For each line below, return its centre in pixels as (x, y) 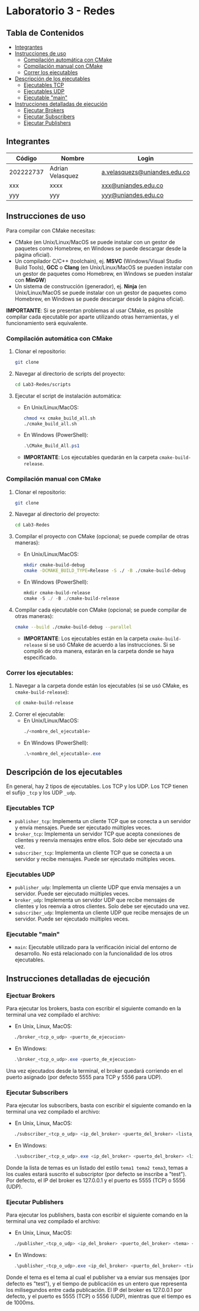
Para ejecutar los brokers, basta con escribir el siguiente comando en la (94, 1009)
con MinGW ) (31, 280)
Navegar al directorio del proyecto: (57, 514)
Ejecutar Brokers (44, 110)
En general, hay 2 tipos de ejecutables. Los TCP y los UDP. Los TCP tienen (97, 786)
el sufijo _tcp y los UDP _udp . (41, 793)
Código (26, 158)
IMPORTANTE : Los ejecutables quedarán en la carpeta (91, 457)
